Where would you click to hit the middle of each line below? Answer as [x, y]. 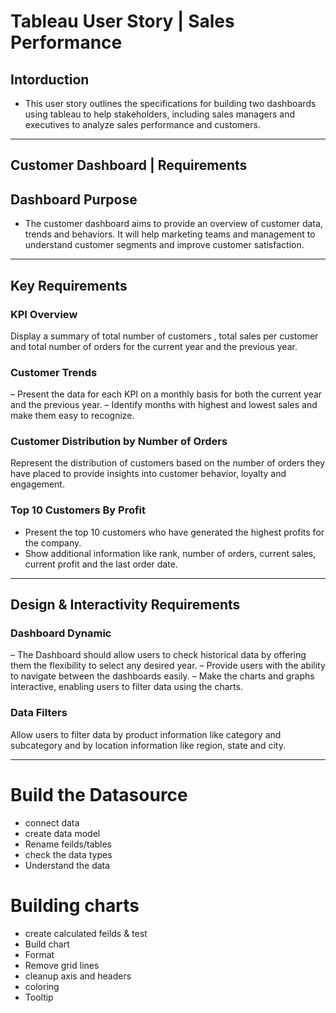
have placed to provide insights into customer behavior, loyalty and [148, 474]
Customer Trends [54, 372]
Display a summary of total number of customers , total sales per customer [164, 336]
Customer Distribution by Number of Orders [119, 442]
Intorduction [50, 79]
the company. [53, 542]
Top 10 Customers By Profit [78, 510]
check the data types [68, 854]
